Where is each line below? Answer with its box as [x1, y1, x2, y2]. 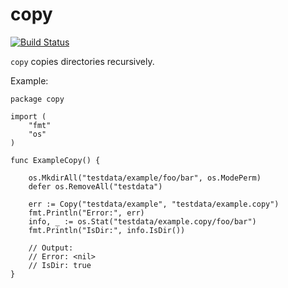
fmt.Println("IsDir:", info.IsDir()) [28, 225, 186, 235]
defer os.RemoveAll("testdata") [28, 181, 163, 192]
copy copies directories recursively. [10, 55, 155, 67]
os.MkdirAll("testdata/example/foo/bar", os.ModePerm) [28, 173, 262, 183]
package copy [10, 94, 65, 104]
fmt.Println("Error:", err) [28, 208, 145, 218]
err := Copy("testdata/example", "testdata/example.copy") [28, 199, 280, 209]
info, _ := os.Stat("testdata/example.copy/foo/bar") [28, 216, 257, 227]
